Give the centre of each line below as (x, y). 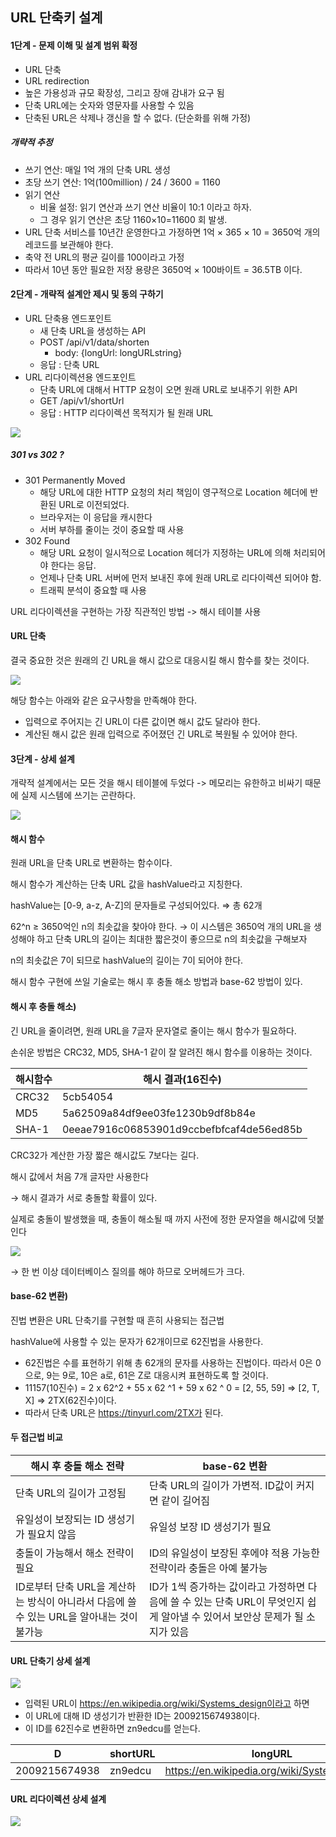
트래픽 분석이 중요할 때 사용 (93, 590)
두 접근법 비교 (36, 1437)
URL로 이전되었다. (94, 504)
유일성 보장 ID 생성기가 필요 (210, 1526)
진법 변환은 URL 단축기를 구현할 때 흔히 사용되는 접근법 (117, 1320)
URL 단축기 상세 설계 (50, 1660)
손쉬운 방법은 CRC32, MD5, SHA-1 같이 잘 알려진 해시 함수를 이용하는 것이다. (161, 1052)
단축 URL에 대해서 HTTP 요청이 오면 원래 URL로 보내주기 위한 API (168, 389)
